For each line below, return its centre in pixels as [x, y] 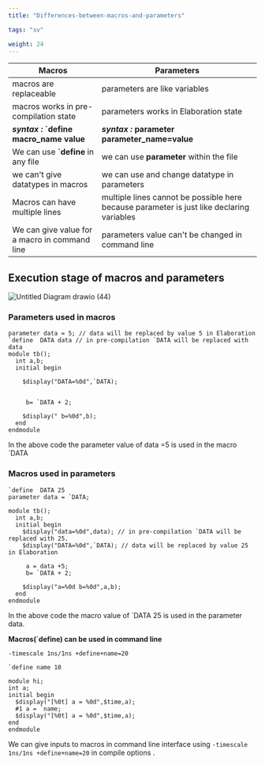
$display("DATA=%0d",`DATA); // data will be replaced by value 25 [135, 546]
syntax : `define [43, 129]
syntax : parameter [138, 129]
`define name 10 [35, 667]
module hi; [26, 681]
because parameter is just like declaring [175, 208]
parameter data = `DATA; [49, 497]
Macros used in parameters [62, 474]
